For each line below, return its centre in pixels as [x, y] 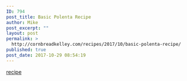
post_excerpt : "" [28, 28]
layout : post [22, 33]
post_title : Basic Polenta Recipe [49, 17]
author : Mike [22, 22]
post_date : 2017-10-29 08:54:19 [46, 55]
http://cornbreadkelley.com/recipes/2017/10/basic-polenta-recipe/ [96, 45]
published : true [26, 50]
